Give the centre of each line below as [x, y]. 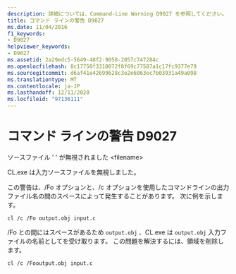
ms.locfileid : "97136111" [45, 100]
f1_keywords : [26, 34]
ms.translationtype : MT [42, 79]
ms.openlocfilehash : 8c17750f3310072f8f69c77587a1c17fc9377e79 [102, 66]
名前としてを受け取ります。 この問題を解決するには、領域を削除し [128, 241]
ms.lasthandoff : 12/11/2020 [49, 93]
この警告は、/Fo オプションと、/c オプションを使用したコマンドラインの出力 [118, 187]
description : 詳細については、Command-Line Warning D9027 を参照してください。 [117, 14]
